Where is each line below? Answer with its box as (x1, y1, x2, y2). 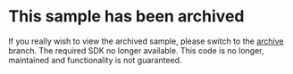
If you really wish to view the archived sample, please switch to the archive (8, 36, 284, 46)
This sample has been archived (8, 6, 245, 27)
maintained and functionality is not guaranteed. (8, 54, 182, 65)
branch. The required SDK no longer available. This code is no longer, (8, 45, 264, 55)
